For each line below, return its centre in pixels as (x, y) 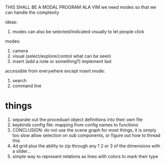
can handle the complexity (32, 12)
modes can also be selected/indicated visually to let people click (78, 31)
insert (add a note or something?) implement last (62, 61)
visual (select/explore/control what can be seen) (62, 56)
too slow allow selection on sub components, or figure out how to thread (86, 135)
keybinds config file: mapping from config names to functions (75, 125)
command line (27, 86)
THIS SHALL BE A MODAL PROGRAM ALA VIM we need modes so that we (81, 7)
